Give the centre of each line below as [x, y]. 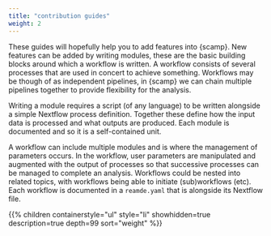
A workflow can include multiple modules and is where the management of [133, 147]
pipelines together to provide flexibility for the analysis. [100, 89]
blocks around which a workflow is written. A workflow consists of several [132, 64]
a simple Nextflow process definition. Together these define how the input [132, 114]
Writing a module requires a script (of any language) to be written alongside [134, 105]
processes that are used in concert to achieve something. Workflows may [131, 72]
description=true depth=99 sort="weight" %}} [86, 223]
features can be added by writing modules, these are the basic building [127, 55]
